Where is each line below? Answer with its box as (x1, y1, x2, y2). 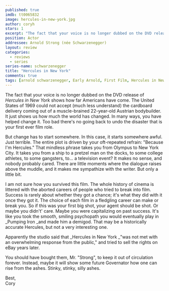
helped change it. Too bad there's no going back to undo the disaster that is (5, 118, 162, 124)
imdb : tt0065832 (5, 12, 39, 17)
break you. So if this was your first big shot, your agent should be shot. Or (5, 203, 158, 209)
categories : (5, 50, 30, 55)
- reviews (10, 54, 30, 60)
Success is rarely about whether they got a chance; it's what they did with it (5, 191, 162, 198)
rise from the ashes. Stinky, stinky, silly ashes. (5, 265, 101, 271)
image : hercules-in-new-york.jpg (5, 17, 75, 22)
